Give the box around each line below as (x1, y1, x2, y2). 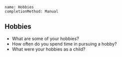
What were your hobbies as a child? (11, 46, 86, 52)
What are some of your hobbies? (11, 35, 79, 42)
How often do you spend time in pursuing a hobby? (11, 41, 117, 47)
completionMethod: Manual (4, 9, 58, 14)
